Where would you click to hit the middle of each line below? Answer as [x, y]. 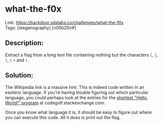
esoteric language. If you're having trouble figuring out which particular [77, 92]
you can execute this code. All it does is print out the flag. [63, 117]
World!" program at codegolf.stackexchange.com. [55, 103]
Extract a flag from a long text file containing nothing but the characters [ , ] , [82, 55]
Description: [24, 43]
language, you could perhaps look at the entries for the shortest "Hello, [77, 97]
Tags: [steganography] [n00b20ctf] [41, 27]
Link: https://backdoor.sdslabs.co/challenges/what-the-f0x [64, 22]
